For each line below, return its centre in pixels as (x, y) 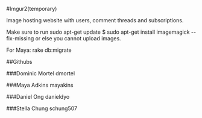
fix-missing (20, 38)
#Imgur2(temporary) (32, 9)
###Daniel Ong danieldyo (38, 97)
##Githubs (19, 62)
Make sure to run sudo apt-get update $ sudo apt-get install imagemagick (98, 32)
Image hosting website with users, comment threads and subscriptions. (95, 20)
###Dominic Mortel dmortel (41, 73)
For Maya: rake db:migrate (39, 50)
